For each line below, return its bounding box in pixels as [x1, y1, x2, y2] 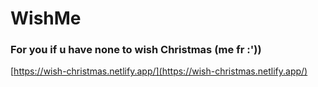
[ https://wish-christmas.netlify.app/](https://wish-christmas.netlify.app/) [10, 65, 308, 77]
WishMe [10, 7, 82, 30]
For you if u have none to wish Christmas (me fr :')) [10, 43, 262, 57]
